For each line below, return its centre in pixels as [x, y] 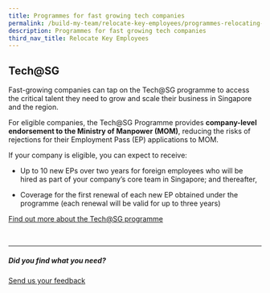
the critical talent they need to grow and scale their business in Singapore [130, 99]
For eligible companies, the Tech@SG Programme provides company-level [133, 123]
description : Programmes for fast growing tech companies [107, 31]
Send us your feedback [47, 281]
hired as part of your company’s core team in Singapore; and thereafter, [138, 179]
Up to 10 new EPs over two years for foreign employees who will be [131, 171]
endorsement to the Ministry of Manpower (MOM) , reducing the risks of [130, 131]
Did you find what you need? [57, 260]
